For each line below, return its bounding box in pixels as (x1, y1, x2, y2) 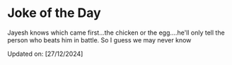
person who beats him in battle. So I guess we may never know (7, 35, 192, 44)
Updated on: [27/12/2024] (7, 49, 83, 58)
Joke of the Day (7, 5, 101, 21)
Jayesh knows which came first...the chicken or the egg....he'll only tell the (7, 28, 225, 37)
